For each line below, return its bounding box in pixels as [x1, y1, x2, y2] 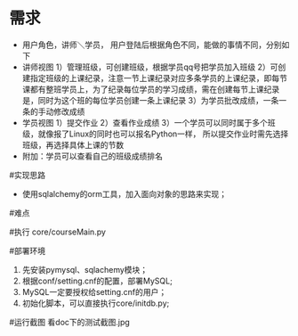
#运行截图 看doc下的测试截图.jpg [9, 316, 131, 327]
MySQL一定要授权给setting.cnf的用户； [21, 286, 167, 297]
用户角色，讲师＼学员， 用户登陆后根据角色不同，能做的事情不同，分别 [21, 39, 282, 50]
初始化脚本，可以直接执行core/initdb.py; [21, 298, 170, 308]
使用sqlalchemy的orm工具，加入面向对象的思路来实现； [21, 188, 227, 199]
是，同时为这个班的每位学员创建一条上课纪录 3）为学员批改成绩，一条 [21, 94, 279, 105]
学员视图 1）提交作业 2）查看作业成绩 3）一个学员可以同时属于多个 [21, 117, 269, 127]
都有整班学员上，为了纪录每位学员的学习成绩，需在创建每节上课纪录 [29, 84, 280, 94]
